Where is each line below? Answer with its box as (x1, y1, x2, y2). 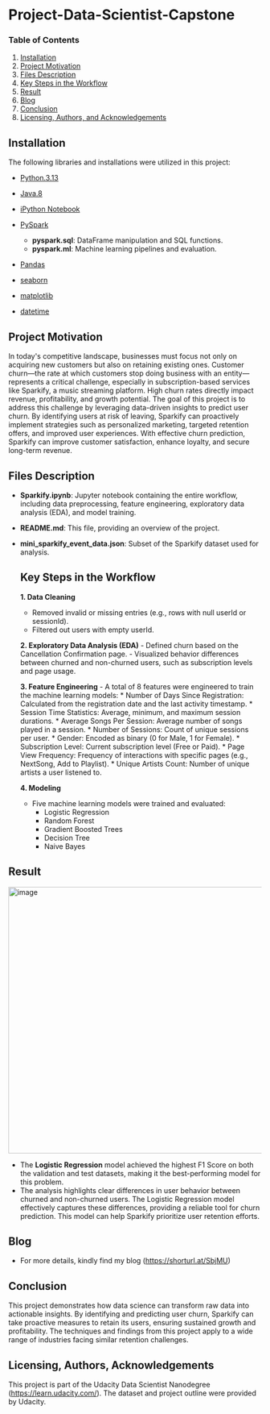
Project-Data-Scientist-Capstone (8, 6, 235, 24)
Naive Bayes (43, 841, 86, 851)
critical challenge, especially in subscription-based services (51, 377, 251, 387)
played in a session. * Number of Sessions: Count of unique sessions (19, 724, 249, 734)
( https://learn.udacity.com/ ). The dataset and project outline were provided (8, 1388, 257, 1398)
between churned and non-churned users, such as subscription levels (19, 657, 253, 667)
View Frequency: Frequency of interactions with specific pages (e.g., (19, 750, 248, 759)
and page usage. (19, 666, 76, 676)
